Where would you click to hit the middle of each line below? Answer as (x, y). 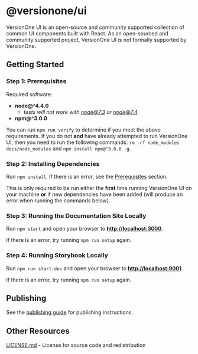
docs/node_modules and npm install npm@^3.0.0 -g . (69, 148)
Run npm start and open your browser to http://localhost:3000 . (85, 229)
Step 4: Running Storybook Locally (57, 255)
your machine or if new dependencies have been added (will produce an (95, 194)
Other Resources (38, 331)
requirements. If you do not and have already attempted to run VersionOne (97, 136)
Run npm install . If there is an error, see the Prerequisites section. (87, 176)
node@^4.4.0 (32, 106)
